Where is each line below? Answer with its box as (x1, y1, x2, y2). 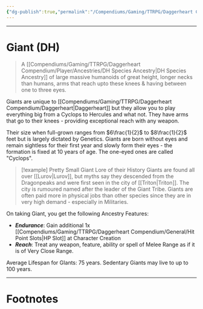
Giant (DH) (6, 40, 60, 54)
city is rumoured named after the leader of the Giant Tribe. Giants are (21, 185, 193, 193)
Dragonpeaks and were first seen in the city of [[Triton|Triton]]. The (21, 179, 189, 186)
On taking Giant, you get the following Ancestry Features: (6, 209, 149, 217)
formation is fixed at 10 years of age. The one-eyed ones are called (6, 148, 173, 155)
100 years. (6, 265, 32, 272)
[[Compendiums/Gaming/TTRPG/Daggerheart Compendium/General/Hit (14, 228, 195, 235)
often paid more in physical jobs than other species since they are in (21, 191, 192, 199)
